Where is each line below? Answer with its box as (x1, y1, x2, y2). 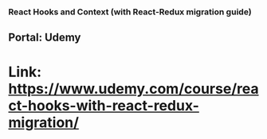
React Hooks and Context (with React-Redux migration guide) (8, 6, 253, 17)
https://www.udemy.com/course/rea (8, 79, 259, 98)
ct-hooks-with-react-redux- (8, 96, 199, 114)
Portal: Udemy (8, 31, 81, 44)
